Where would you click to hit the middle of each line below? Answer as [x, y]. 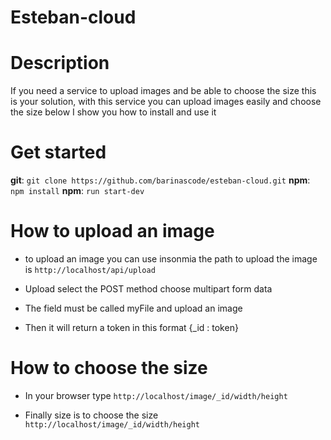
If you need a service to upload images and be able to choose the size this [163, 91]
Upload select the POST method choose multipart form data [148, 289]
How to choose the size [109, 368]
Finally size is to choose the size [91, 415]
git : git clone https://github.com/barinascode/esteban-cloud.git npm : [160, 180]
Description [60, 63]
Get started [58, 152]
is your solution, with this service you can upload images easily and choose [166, 102]
